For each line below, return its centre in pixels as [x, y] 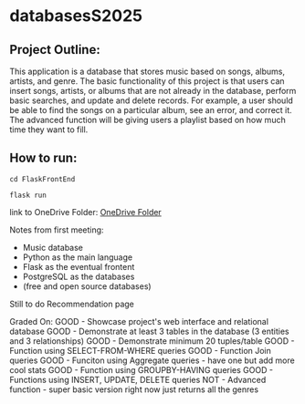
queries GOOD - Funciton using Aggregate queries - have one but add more [152, 360]
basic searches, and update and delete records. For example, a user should [152, 100]
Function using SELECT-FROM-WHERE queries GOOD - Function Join [141, 350]
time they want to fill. [49, 129]
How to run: [43, 158]
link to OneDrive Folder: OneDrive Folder [85, 212]
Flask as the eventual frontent [79, 266]
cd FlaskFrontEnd [42, 179]
